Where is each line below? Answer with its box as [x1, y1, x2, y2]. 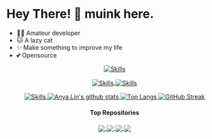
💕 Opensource [16, 51, 58, 59]
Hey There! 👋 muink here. [6, 6, 154, 22]
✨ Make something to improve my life [16, 43, 123, 51]
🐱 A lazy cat [16, 36, 53, 44]
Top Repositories [89, 108, 140, 116]
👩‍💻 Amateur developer [16, 29, 80, 37]
